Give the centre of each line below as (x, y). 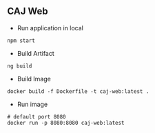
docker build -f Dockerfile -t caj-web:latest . (78, 91)
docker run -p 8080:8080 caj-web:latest (66, 123)
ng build (20, 66)
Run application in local (50, 28)
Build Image (34, 79)
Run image (32, 104)
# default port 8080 (37, 116)
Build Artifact (36, 53)
